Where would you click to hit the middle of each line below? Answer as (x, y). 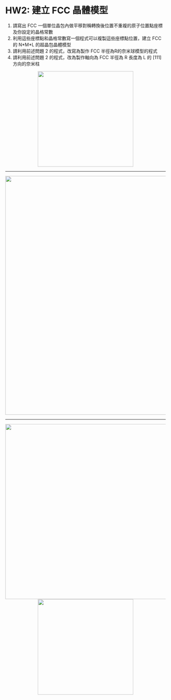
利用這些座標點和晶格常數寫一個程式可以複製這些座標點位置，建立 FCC (87, 38)
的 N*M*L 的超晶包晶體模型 (42, 44)
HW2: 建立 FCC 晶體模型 (57, 10)
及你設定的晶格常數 (33, 32)
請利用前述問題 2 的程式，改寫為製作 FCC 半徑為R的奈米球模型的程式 (85, 51)
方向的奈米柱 (26, 64)
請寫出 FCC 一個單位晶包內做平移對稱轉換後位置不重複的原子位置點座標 (88, 25)
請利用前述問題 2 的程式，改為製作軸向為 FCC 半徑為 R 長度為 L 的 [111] (87, 57)
